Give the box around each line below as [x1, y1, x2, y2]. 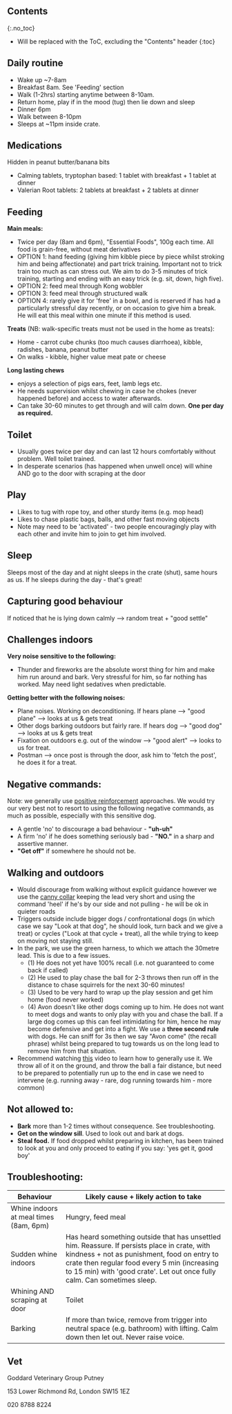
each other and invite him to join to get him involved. [17, 529, 166, 538]
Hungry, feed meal [65, 1212, 126, 1222]
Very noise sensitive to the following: [7, 652, 116, 661]
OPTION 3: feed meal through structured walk [17, 290, 148, 298]
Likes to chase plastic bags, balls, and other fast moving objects [17, 515, 200, 523]
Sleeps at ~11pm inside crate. [17, 120, 101, 128]
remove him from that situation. [27, 1046, 117, 1055]
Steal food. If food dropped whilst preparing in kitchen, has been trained [17, 1136, 224, 1144]
